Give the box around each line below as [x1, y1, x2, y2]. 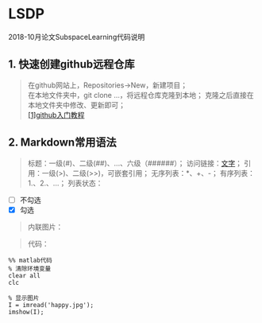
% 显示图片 [8, 294, 40, 302]
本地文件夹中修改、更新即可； [27, 100, 125, 110]
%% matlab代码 [8, 256, 53, 264]
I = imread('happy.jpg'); [8, 301, 94, 309]
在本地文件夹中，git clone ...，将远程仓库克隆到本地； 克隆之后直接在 [27, 90, 254, 99]
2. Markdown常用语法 [8, 136, 117, 150]
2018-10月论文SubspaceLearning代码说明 [8, 32, 145, 41]
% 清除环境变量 [8, 264, 52, 273]
